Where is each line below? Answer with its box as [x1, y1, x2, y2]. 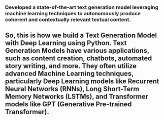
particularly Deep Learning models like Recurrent [5, 77, 159, 86]
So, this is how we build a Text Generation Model [5, 31, 157, 40]
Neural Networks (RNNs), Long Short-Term [5, 85, 139, 93]
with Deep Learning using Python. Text [5, 39, 127, 48]
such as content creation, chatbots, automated [5, 54, 152, 63]
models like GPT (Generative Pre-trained [5, 100, 132, 109]
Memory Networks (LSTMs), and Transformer [5, 93, 149, 101]
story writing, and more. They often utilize [5, 62, 137, 70]
